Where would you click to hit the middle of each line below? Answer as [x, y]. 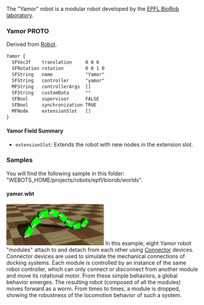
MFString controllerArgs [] [51, 87]
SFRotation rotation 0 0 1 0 [58, 69]
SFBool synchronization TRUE [54, 105]
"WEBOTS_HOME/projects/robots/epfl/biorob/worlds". [75, 180]
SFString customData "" [51, 93]
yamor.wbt [20, 194]
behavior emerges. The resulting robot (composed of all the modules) [94, 282]
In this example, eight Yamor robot [148, 243]
